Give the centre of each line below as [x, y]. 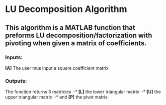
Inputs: [14, 57]
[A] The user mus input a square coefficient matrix [57, 68]
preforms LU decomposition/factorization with [79, 35]
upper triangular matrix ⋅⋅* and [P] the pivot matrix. [57, 97]
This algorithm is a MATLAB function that [70, 28]
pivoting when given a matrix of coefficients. [76, 43]
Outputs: [16, 81]
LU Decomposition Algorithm [66, 9]
